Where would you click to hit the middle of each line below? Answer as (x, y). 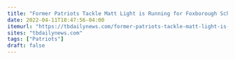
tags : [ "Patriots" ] (36, 39)
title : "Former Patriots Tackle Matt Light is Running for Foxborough (112, 13)
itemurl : (20, 26)
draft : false (26, 46)
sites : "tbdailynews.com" (45, 33)
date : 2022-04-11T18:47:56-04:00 (56, 20)
